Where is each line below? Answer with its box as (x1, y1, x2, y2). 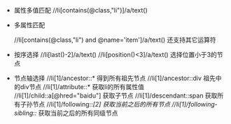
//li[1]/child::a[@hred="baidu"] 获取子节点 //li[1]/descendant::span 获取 (13, 91, 218, 100)
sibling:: (13, 109, 37, 117)
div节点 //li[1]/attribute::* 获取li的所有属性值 (20, 83, 145, 91)
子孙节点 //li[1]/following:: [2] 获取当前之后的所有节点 (20, 100, 171, 108)
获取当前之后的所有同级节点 (38, 109, 118, 117)
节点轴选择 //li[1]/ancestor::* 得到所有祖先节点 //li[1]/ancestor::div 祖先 (13, 74, 216, 82)
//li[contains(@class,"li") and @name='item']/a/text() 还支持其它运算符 (13, 36, 216, 44)
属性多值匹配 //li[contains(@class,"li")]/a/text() (13, 6, 148, 14)
